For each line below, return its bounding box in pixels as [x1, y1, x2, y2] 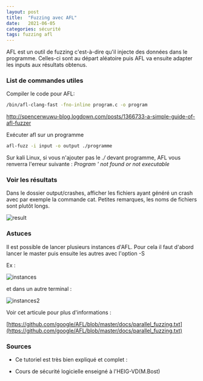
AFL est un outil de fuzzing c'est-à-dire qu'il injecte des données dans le [6, 48, 188, 55]
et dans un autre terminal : [6, 285, 72, 292]
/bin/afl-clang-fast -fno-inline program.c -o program [6, 102, 148, 108]
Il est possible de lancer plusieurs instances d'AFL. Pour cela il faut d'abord [6, 243, 194, 250]
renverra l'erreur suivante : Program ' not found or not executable [6, 161, 170, 168]
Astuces [6, 229, 32, 238]
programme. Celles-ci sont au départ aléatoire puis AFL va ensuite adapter [6, 55, 193, 62]
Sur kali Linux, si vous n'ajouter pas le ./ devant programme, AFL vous [6, 154, 181, 161]
